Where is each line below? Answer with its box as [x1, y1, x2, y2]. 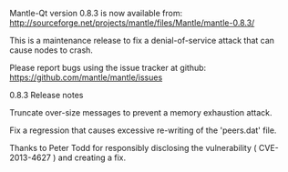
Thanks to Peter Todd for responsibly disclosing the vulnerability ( [9, 143, 257, 153]
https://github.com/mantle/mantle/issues [9, 72, 163, 83]
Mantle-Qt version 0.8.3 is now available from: [9, 8, 183, 18]
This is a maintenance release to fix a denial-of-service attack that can [9, 35, 275, 46]
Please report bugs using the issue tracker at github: [9, 63, 207, 73]
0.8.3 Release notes [9, 90, 84, 100]
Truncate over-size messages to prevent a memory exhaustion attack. [9, 107, 273, 117]
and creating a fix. [57, 152, 126, 163]
